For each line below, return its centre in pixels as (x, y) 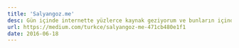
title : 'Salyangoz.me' (41, 14)
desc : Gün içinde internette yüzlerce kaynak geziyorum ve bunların (111, 20)
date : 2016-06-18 (33, 34)
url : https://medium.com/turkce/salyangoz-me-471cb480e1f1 (97, 27)
